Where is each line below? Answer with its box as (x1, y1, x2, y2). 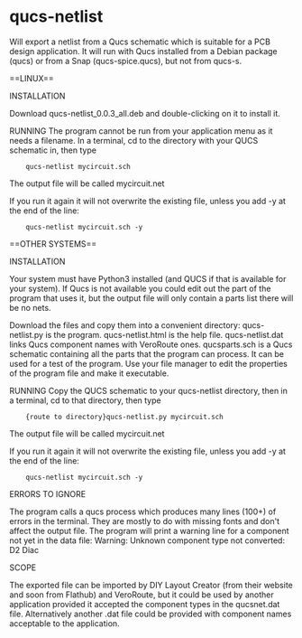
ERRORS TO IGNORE (9, 488, 87, 499)
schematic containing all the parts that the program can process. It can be (9, 348, 284, 359)
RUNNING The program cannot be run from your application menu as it (9, 125, 273, 136)
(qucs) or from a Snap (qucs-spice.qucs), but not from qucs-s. (9, 55, 243, 66)
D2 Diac (9, 544, 39, 555)
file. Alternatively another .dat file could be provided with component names (9, 608, 292, 619)
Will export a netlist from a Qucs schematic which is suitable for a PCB (9, 36, 270, 47)
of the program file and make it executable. (9, 368, 169, 379)
